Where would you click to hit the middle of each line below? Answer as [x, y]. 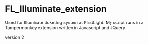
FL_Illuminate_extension [56, 9]
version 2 [15, 37]
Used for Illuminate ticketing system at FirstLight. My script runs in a [74, 22]
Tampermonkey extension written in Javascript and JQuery [65, 27]
